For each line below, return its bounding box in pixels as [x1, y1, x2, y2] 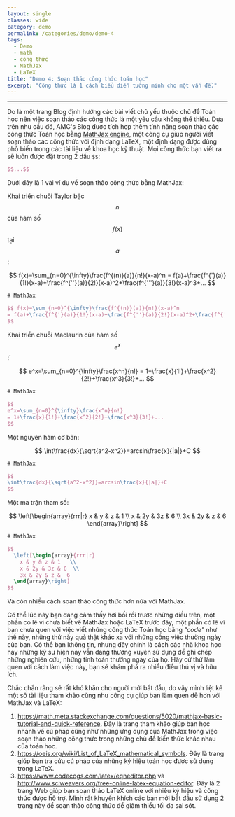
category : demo [7, 23, 52, 30]
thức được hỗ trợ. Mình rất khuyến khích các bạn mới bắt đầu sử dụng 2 [17, 794, 225, 802]
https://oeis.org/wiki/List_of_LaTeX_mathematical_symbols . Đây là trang [17, 750, 225, 758]
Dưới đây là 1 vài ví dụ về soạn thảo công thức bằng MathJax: [7, 179, 184, 187]
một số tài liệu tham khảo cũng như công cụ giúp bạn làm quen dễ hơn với [7, 691, 221, 700]
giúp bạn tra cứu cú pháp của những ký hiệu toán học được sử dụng [17, 757, 214, 765]
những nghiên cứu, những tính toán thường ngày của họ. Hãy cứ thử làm [7, 655, 215, 664]
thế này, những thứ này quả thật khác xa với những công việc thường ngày [7, 633, 222, 641]
